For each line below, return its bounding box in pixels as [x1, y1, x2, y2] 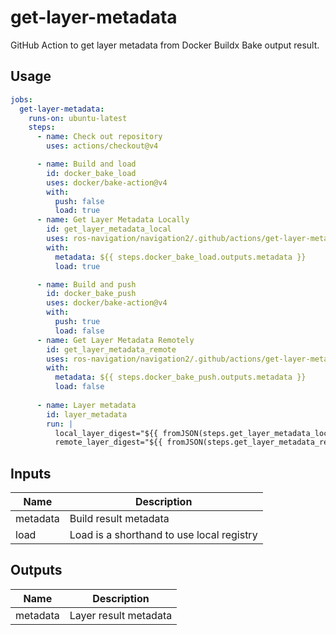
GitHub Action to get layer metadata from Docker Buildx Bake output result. [10, 39, 320, 51]
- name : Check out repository [36, 132, 163, 142]
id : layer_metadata [46, 409, 128, 420]
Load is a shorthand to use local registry [69, 528, 258, 542]
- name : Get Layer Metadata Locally [36, 215, 190, 225]
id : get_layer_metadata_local [46, 224, 172, 235]
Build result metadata [69, 512, 170, 526]
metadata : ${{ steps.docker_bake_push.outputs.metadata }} [54, 372, 307, 383]
